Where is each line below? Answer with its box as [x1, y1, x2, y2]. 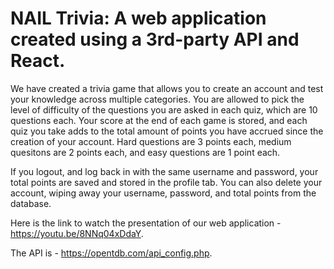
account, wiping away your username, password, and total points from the [10, 187, 317, 199]
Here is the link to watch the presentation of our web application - [10, 217, 282, 229]
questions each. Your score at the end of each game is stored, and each [10, 114, 308, 126]
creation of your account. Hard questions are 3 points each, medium [10, 135, 292, 147]
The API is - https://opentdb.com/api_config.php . [10, 247, 213, 259]
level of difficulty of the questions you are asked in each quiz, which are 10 [10, 103, 318, 116]
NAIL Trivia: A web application [10, 7, 267, 30]
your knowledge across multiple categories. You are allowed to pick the [10, 93, 305, 105]
